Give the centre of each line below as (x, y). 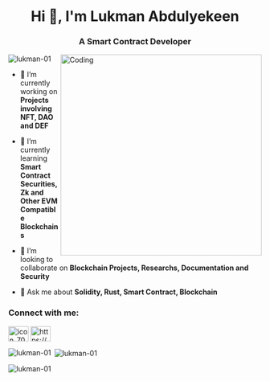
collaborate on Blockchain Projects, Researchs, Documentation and (134, 268)
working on (39, 92)
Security (35, 277)
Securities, (39, 184)
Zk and (32, 193)
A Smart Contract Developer (135, 42)
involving (36, 109)
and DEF (34, 126)
